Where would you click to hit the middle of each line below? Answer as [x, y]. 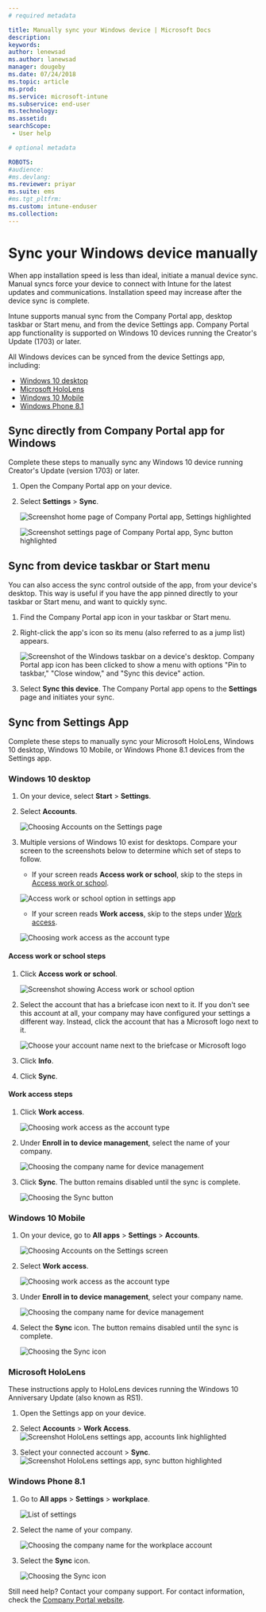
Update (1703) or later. [45, 341]
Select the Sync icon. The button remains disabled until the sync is [129, 1327]
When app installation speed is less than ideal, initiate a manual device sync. [133, 275]
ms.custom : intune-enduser [53, 207]
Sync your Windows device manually [133, 253]
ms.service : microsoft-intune [58, 96]
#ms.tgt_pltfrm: [35, 200]
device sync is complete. [49, 300]
